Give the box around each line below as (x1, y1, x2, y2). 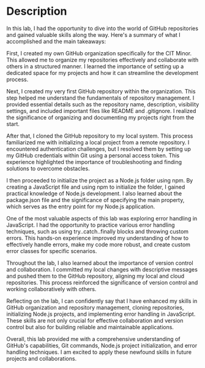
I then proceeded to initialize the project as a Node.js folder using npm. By (6, 176, 193, 184)
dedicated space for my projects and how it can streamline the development (6, 69, 199, 76)
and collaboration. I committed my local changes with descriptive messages (6, 265, 198, 273)
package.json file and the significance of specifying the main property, (6, 196, 185, 203)
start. (6, 120, 20, 127)
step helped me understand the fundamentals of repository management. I (6, 94, 195, 101)
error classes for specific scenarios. (6, 247, 97, 254)
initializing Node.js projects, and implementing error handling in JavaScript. (6, 310, 196, 318)
